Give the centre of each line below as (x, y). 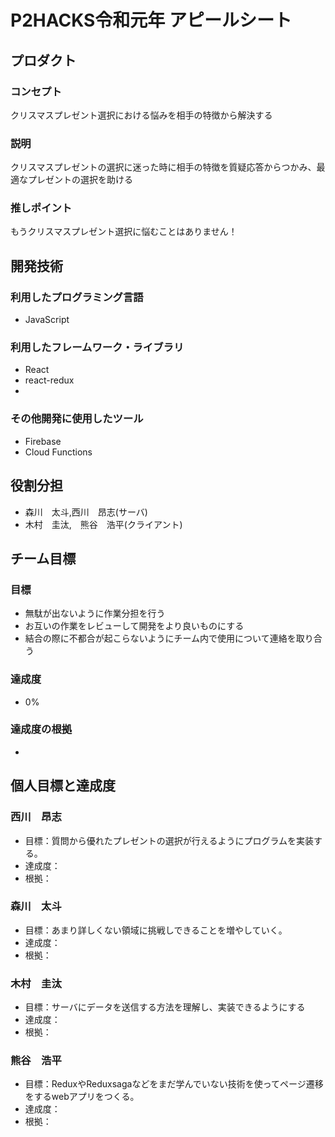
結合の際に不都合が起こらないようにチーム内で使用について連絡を (160, 638)
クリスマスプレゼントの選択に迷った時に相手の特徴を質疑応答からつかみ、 (163, 167)
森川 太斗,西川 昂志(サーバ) (86, 512)
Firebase (43, 441)
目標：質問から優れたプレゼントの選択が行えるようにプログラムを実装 (169, 840)
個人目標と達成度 (63, 786)
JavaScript (47, 320)
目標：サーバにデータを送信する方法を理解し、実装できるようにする (165, 1007)
